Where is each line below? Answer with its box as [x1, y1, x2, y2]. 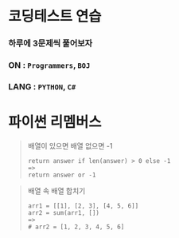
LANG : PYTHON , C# [8, 81, 76, 92]
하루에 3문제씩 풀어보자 [8, 38, 93, 49]
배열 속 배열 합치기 [27, 185, 86, 196]
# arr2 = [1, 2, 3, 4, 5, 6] [27, 223, 125, 231]
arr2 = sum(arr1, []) [27, 208, 99, 216]
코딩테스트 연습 [8, 7, 102, 26]
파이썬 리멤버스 [8, 113, 102, 132]
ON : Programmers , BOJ [8, 60, 91, 71]
